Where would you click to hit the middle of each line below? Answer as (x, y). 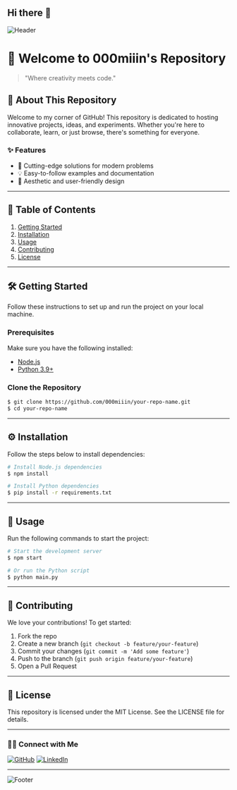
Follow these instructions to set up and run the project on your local (105, 307)
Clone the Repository (44, 387)
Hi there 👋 (29, 13)
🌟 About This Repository (62, 100)
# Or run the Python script (49, 570)
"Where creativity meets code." (70, 78)
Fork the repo (37, 636)
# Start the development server (55, 551)
